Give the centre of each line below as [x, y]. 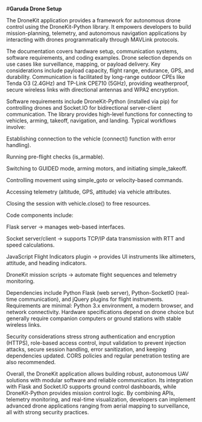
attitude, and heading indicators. [46, 263]
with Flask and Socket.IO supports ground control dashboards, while [91, 386]
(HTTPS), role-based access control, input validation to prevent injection [96, 343]
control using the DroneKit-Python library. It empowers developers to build [99, 27]
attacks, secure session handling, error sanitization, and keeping [87, 349]
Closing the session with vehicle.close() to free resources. [78, 203]
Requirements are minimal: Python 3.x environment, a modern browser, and [100, 306]
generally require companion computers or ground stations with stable [94, 318]
